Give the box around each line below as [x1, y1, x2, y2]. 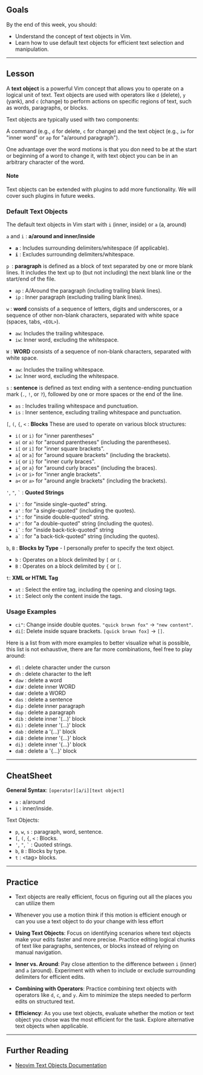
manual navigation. [14, 949, 62, 956]
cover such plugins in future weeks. [6, 192, 95, 199]
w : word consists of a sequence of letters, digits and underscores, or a [6, 305, 182, 313]
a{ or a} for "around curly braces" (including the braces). [14, 464, 157, 472]
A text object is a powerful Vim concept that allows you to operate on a [6, 85, 184, 92]
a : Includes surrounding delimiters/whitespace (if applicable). [14, 244, 169, 252]
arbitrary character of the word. [6, 158, 85, 166]
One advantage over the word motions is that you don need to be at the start [6, 145, 197, 153]
